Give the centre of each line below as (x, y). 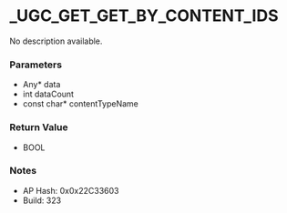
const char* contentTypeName (80, 104)
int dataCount (48, 94)
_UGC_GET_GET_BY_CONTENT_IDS (144, 16)
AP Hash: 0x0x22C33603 (71, 190)
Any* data (41, 85)
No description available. (56, 41)
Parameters (36, 65)
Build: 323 (42, 200)
